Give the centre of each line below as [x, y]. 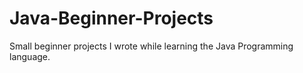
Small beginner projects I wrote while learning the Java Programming [151, 46]
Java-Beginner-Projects [111, 18]
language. [30, 56]
